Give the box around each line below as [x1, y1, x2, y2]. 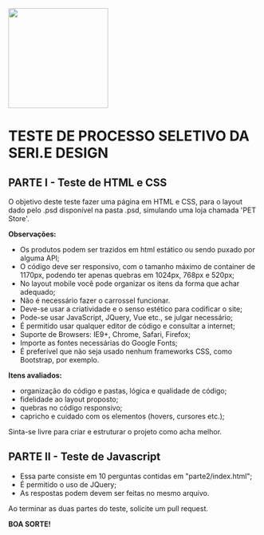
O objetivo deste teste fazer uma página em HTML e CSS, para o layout [8, 197, 243, 206]
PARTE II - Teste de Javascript [8, 450, 161, 464]
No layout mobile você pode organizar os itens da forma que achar [19, 279, 240, 288]
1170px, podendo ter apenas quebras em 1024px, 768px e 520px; [19, 271, 235, 279]
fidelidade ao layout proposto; [19, 394, 119, 404]
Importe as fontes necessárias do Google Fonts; [19, 339, 178, 347]
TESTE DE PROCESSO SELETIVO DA [8, 127, 250, 145]
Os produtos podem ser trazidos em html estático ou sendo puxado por [19, 245, 255, 254]
